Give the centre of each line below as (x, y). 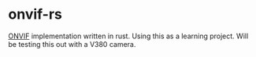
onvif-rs (35, 14)
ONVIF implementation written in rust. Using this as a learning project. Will (128, 36)
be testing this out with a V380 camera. (72, 44)
